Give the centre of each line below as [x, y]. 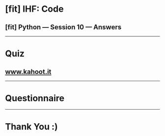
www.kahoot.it [28, 72]
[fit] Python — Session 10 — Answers [63, 27]
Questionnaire [35, 98]
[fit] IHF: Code [34, 9]
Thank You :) [31, 127]
